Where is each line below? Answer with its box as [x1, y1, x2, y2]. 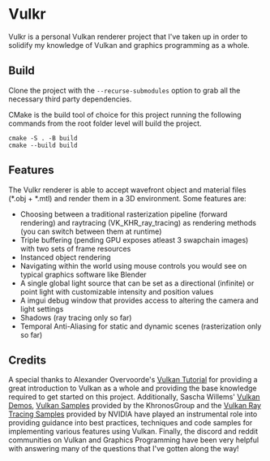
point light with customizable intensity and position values [19, 287, 214, 296]
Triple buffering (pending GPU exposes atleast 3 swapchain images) [19, 235, 249, 244]
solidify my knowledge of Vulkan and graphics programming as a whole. [8, 40, 250, 50]
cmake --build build [8, 141, 79, 149]
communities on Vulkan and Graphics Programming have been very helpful [8, 435, 259, 445]
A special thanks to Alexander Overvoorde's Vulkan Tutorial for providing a [8, 375, 258, 385]
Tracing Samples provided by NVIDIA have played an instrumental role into [8, 409, 258, 419]
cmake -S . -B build [8, 134, 79, 142]
